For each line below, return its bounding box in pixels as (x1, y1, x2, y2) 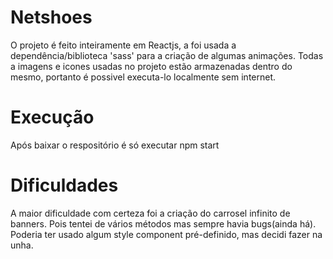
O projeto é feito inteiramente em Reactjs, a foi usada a (10, 39, 237, 51)
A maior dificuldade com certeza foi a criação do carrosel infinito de (10, 207, 291, 219)
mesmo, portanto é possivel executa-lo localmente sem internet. (10, 71, 277, 83)
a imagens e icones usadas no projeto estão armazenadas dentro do (10, 60, 293, 72)
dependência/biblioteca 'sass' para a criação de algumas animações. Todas (10, 49, 324, 61)
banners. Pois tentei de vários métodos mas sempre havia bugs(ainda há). (10, 217, 317, 230)
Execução (10, 106, 95, 129)
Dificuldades (10, 174, 119, 197)
